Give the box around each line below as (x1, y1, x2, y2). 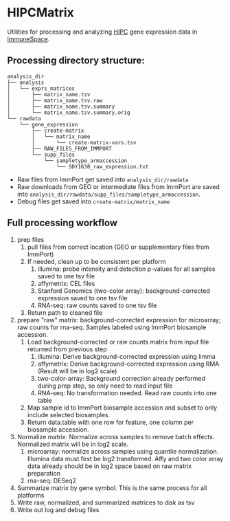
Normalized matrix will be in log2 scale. (16, 440, 129, 448)
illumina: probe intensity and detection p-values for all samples (37, 265, 216, 273)
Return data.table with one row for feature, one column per (27, 418, 194, 426)
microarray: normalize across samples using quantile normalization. (27, 447, 219, 455)
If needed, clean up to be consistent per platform (27, 257, 166, 265)
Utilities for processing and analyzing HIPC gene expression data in (7, 27, 198, 36)
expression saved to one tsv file (37, 293, 128, 302)
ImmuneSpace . (7, 34, 50, 43)
